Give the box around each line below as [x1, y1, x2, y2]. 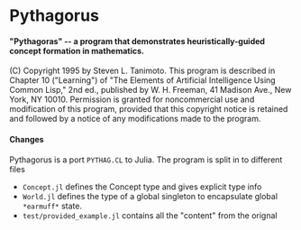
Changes [9, 133, 44, 144]
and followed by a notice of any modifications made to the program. [9, 114, 261, 124]
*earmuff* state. [22, 200, 83, 211]
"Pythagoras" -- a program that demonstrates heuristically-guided [9, 35, 266, 46]
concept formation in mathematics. [9, 45, 145, 56]
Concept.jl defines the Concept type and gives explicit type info [22, 181, 262, 192]
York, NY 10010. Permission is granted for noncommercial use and [9, 94, 255, 105]
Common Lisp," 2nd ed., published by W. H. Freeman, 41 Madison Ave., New [9, 85, 292, 96]
